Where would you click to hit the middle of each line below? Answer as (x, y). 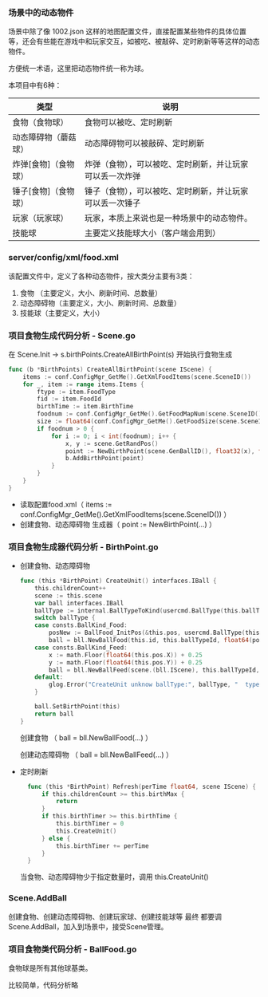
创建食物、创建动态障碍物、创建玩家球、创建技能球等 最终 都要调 (115, 916)
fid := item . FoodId (69, 399)
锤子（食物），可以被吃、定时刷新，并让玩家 (166, 191)
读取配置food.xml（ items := (66, 504)
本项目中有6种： (35, 85)
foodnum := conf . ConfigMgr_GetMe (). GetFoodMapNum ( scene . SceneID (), (151, 414)
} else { (56, 838)
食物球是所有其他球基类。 (50, 967)
